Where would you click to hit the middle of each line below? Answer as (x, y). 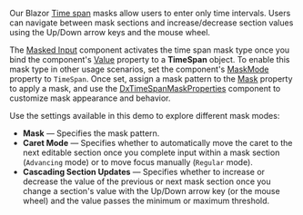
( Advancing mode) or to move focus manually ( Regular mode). (137, 162)
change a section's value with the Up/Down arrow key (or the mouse (151, 191)
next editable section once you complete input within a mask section (151, 152)
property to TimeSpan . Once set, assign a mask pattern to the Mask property (151, 79)
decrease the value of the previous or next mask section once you (146, 181)
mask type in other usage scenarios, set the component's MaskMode (140, 69)
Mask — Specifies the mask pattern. (91, 133)
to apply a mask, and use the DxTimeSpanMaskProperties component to (145, 88)
